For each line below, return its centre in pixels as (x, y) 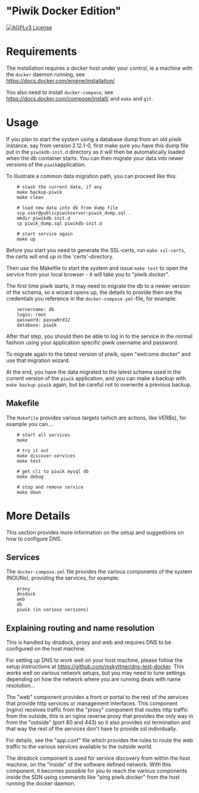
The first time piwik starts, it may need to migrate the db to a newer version (98, 286)
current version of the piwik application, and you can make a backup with (96, 378)
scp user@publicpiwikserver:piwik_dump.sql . (74, 213)
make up (26, 239)
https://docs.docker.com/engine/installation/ (61, 80)
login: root (31, 315)
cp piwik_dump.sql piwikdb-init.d (59, 223)
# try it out (33, 450)
